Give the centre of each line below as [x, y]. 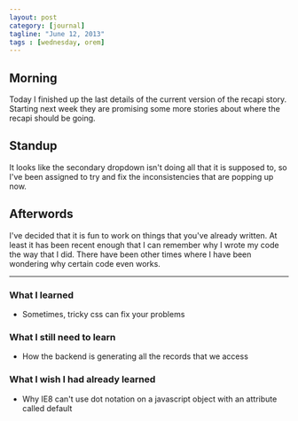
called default [47, 408]
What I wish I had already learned [82, 379]
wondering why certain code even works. [85, 263]
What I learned [41, 295]
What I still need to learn [63, 337]
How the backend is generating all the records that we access [135, 356]
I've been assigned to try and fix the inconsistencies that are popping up [141, 176]
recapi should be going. [52, 118]
